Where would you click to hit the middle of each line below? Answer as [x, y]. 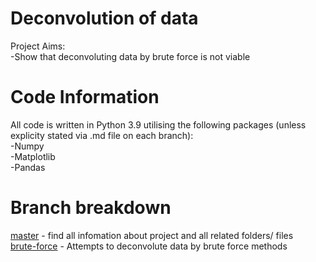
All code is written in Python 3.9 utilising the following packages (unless [158, 124]
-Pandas [28, 167]
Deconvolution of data [104, 18]
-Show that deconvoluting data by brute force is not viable [130, 56]
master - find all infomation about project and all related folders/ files [152, 235]
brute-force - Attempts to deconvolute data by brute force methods [149, 246]
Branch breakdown [91, 208]
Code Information [85, 97]
